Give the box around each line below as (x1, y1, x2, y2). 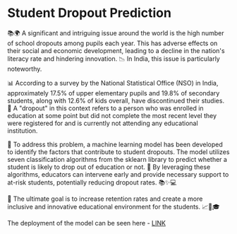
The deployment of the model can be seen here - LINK (7, 218, 166, 227)
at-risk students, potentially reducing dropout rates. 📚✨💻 (7, 178, 177, 187)
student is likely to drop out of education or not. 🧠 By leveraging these (7, 163, 211, 171)
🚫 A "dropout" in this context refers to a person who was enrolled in (7, 104, 204, 112)
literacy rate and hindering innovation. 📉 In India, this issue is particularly (7, 54, 220, 63)
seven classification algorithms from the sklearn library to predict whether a (7, 155, 228, 163)
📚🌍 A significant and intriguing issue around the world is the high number (7, 28, 224, 37)
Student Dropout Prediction (7, 5, 171, 21)
